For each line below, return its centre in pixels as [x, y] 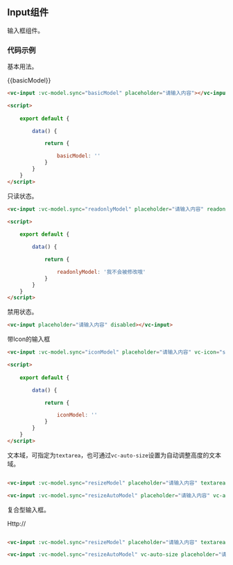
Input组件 [28, 12]
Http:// [17, 523]
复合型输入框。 [28, 510]
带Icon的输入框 [29, 339]
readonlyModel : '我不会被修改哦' [101, 272]
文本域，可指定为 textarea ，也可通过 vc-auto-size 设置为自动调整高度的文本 [114, 455]
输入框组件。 [25, 31]
